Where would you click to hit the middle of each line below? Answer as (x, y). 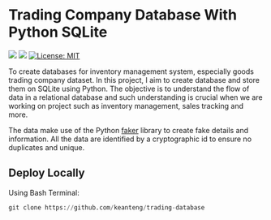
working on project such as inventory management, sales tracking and (126, 106)
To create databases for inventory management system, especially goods (131, 71)
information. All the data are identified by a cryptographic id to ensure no (130, 139)
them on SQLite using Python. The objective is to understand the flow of (129, 88)
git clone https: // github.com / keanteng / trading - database (107, 207)
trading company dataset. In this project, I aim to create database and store (134, 80)
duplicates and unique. (47, 147)
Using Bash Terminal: (44, 192)
